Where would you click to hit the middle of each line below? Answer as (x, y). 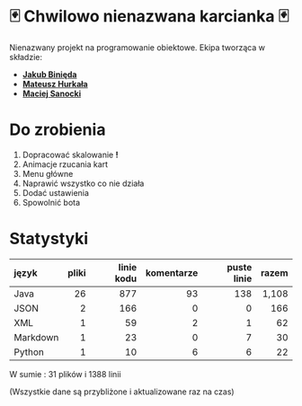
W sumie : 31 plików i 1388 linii (65, 374)
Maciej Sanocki (52, 93)
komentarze (172, 272)
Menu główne (48, 173)
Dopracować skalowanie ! (70, 154)
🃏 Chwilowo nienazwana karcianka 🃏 (149, 17)
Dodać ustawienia (56, 192)
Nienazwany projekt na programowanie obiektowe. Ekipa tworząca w (137, 47)
